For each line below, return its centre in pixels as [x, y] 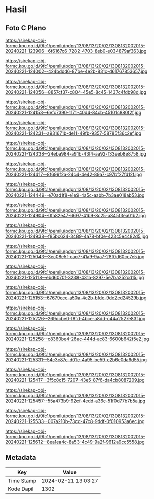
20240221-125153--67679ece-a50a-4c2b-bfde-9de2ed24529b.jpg [76, 298]
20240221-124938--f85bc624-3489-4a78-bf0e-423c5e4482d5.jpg [77, 236]
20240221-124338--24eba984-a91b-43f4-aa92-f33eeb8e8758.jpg [76, 154]
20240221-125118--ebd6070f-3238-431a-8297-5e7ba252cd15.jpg [75, 277]
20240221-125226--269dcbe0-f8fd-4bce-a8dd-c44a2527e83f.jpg [75, 318]
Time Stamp [22, 481]
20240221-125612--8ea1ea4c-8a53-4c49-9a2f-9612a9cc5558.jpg [75, 442]
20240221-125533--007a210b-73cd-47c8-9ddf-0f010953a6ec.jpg [75, 421]
